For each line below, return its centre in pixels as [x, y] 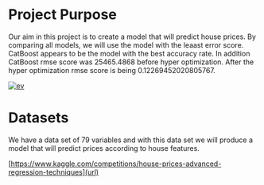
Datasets [39, 118]
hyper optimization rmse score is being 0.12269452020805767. [112, 70]
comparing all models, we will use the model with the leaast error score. [126, 44]
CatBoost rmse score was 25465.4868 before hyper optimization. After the [131, 62]
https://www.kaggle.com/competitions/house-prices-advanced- [116, 164]
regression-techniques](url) [54, 172]
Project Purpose [63, 15]
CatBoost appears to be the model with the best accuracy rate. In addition [129, 53]
